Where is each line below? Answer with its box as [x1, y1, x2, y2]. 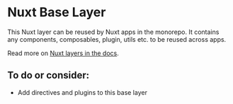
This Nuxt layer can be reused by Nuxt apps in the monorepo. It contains [7, 28, 220, 36]
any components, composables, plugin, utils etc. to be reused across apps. [7, 35, 227, 43]
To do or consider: [7, 69, 90, 81]
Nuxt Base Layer [7, 4, 106, 21]
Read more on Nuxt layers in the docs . [7, 49, 119, 57]
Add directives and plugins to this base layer [17, 88, 147, 96]
